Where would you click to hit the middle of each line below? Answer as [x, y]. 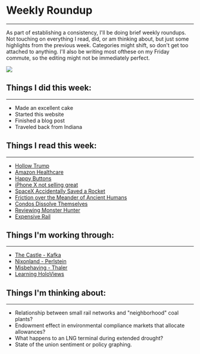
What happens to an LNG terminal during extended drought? [89, 338]
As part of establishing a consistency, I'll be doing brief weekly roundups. [96, 32]
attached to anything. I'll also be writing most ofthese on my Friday [88, 51]
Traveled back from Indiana [48, 127]
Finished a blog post [40, 121]
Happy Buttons [33, 178]
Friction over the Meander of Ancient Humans [71, 197]
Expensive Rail [32, 216]
